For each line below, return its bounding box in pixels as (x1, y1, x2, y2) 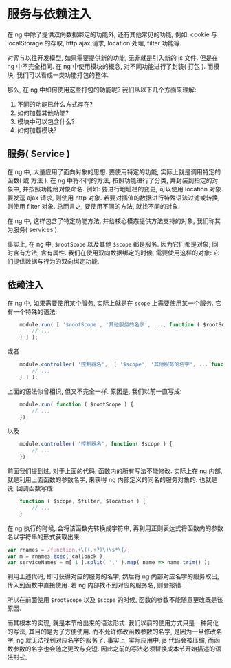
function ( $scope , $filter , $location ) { (19, 498, 146, 505)
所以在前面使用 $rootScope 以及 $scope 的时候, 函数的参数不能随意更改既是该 (7, 596, 223, 604)
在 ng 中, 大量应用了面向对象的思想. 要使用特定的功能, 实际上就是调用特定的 (7, 167, 221, 176)
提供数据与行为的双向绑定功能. (12, 257, 100, 265)
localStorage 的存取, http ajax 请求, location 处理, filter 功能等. (7, 39, 182, 47)
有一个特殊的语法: (7, 307, 58, 315)
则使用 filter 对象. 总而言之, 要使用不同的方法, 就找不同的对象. (7, 202, 180, 210)
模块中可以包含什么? (16, 117, 75, 125)
